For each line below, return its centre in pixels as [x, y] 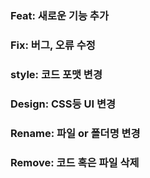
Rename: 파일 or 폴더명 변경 [75, 133]
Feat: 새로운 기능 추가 [59, 15]
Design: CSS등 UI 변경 [63, 104]
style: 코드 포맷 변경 [56, 74]
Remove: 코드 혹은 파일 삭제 [75, 162]
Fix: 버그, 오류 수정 [53, 45]
